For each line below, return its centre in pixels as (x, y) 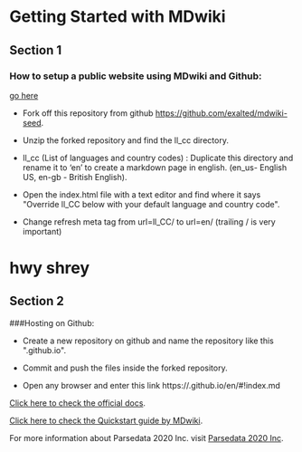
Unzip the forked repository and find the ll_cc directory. (125, 140)
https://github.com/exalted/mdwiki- (221, 113)
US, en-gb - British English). (75, 177)
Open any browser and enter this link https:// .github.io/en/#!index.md (151, 385)
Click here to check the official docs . (78, 403)
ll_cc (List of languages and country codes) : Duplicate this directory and (158, 158)
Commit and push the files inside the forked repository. (125, 368)
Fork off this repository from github (88, 113)
